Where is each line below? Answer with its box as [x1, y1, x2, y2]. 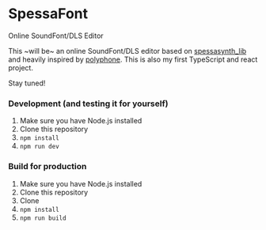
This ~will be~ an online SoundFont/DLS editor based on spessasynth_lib [8, 46, 247, 55]
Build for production [8, 161, 87, 172]
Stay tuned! [8, 78, 46, 88]
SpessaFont [8, 5, 89, 23]
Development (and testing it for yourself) [8, 98, 169, 109]
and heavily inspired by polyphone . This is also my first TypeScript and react [8, 55, 258, 64]
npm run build [19, 214, 66, 222]
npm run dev [19, 143, 59, 151]
